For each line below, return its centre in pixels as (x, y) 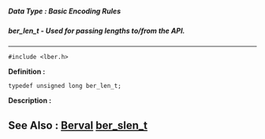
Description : (30, 101)
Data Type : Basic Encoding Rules (65, 11)
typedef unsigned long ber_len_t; (65, 86)
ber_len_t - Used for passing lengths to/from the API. (97, 31)
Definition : (27, 71)
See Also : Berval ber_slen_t (78, 125)
